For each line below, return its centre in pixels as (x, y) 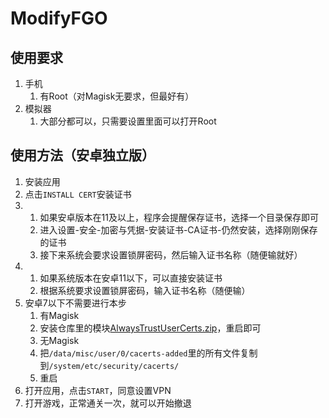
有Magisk (59, 315)
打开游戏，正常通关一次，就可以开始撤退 (108, 403)
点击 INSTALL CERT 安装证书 (78, 194)
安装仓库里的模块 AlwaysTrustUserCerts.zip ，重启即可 (150, 328)
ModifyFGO (59, 18)
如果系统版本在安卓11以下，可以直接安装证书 (131, 278)
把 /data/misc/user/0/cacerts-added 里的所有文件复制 (148, 353)
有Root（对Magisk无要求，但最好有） (117, 96)
